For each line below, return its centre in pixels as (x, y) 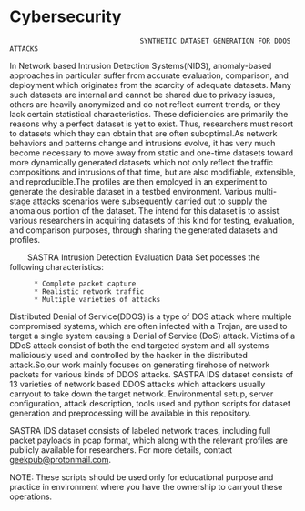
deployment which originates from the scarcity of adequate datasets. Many (150, 85)
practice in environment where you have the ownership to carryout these (146, 486)
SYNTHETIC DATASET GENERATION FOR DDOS (215, 41)
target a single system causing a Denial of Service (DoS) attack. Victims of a (152, 336)
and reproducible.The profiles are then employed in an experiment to (138, 181)
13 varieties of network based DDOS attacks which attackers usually (137, 384)
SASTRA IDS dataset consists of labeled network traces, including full (140, 430)
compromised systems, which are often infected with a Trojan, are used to (149, 326)
